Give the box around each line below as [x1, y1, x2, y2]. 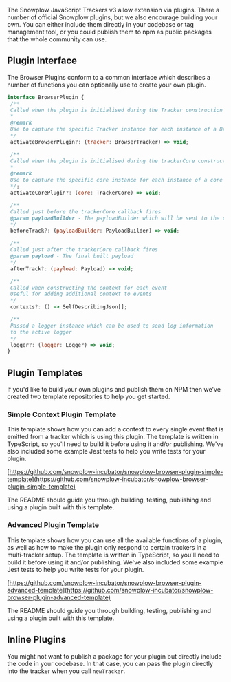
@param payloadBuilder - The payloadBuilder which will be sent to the [10, 215, 220, 222]
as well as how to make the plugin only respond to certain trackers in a [7, 543, 208, 551]
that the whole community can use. [7, 35, 107, 43]
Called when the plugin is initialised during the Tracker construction [10, 107, 223, 114]
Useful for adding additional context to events [10, 290, 153, 298]
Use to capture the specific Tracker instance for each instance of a [10, 126, 217, 133]
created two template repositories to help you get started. [7, 392, 170, 401]
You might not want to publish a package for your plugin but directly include [7, 652, 222, 660]
